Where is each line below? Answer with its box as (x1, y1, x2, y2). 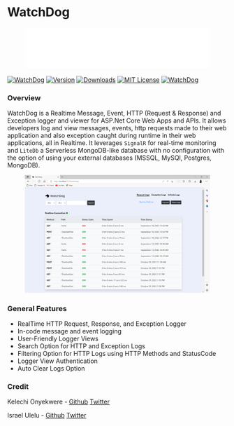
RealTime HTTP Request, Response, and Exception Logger (17, 319, 187, 328)
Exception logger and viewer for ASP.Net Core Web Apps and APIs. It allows (7, 116, 226, 125)
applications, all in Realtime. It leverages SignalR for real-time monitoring (7, 138, 217, 147)
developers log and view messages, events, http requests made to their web (7, 123, 227, 132)
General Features (7, 303, 68, 313)
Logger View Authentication (17, 357, 98, 365)
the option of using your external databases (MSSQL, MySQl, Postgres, (7, 153, 212, 162)
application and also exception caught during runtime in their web (7, 131, 196, 139)
